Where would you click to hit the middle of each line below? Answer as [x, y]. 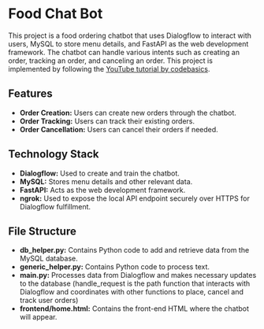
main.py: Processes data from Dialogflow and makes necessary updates [138, 275]
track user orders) [49, 301]
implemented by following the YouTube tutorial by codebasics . [109, 68]
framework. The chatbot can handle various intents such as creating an [124, 52]
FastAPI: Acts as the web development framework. [102, 190]
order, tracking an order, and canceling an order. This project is [110, 61]
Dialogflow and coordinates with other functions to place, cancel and [132, 292]
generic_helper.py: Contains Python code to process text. [115, 267]
